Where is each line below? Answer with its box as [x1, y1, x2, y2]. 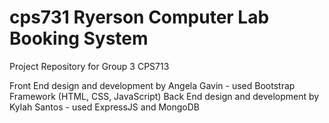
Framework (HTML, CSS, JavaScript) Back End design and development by [9, 90, 320, 102]
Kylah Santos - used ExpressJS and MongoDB [9, 101, 200, 113]
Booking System [9, 27, 149, 50]
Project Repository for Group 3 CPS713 [9, 60, 170, 72]
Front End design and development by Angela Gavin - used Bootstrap [9, 79, 296, 91]
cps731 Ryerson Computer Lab [9, 6, 270, 29]
